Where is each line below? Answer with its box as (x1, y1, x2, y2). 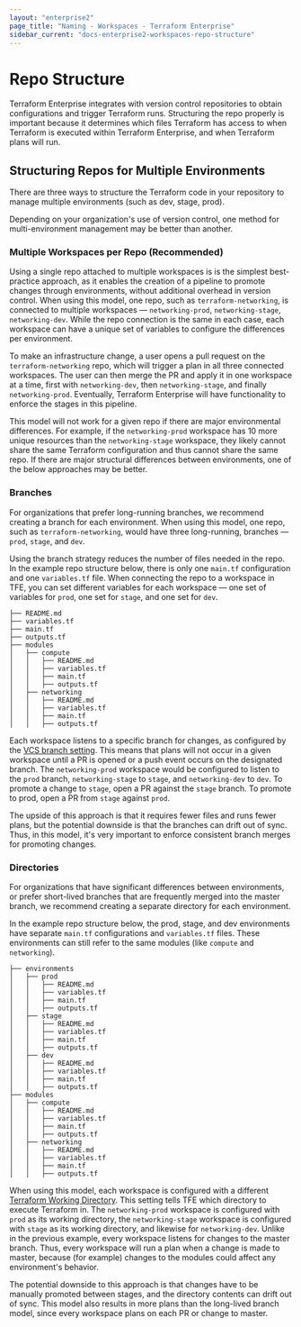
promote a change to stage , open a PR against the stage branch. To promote (9, 783, 292, 794)
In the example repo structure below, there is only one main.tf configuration (9, 562, 291, 573)
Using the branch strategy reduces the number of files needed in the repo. (9, 553, 286, 564)
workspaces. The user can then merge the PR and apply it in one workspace (9, 370, 293, 381)
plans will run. (9, 137, 61, 148)
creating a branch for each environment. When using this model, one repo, (9, 516, 286, 527)
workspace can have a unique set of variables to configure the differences (9, 323, 286, 334)
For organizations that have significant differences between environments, (9, 882, 285, 893)
